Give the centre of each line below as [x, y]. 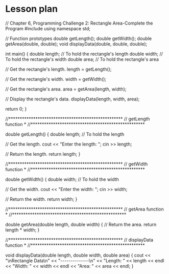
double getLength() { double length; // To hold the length [65, 134]
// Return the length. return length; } [43, 154]
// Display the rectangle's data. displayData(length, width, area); [73, 99]
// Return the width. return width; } [41, 199]
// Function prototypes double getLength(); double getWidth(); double [79, 38]
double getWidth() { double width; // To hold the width [62, 179]
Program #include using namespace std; [48, 28]
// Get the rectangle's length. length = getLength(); [58, 69]
